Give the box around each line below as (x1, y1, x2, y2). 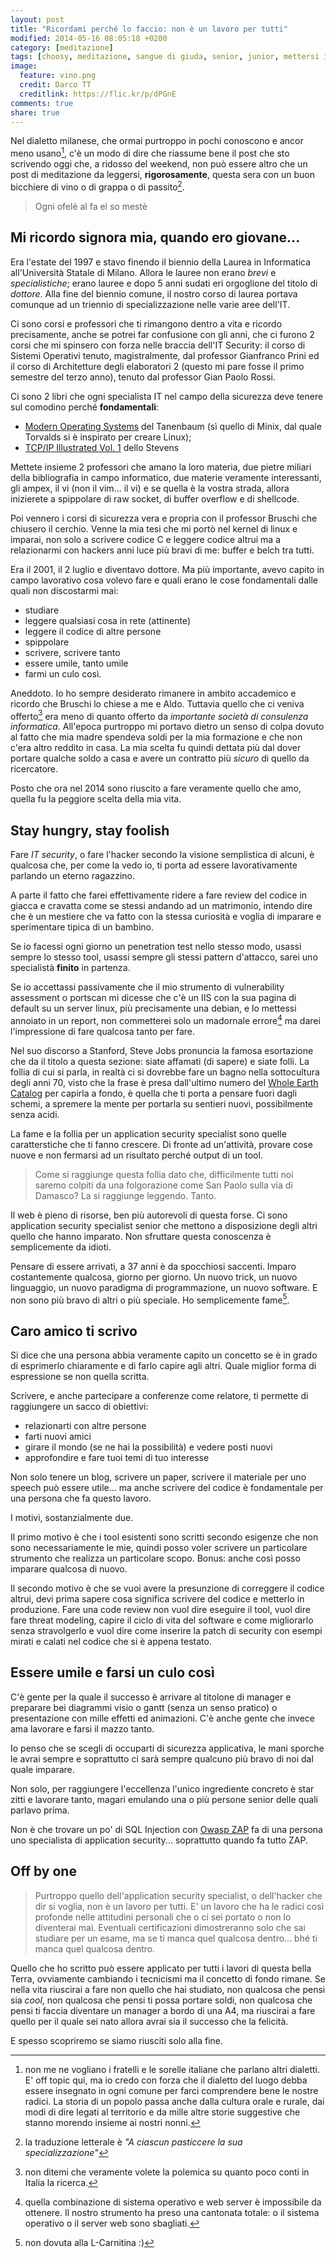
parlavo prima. (10, 1804, 70, 1816)
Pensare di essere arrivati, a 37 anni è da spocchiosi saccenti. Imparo (10, 1260, 297, 1272)
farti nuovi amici (24, 1431, 92, 1443)
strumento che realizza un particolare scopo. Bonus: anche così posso (10, 1552, 301, 1565)
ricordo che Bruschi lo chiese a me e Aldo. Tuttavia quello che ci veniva (10, 697, 305, 710)
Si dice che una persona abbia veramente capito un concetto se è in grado (10, 1349, 318, 1361)
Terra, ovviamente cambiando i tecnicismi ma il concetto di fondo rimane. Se (10, 1972, 326, 1985)
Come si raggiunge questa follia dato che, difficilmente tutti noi (34, 1168, 294, 1180)
